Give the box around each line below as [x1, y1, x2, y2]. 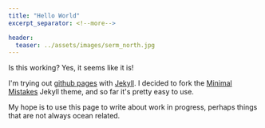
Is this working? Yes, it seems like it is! [8, 63, 134, 73]
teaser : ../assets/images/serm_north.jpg [15, 41, 156, 49]
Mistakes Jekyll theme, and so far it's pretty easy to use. [8, 87, 194, 97]
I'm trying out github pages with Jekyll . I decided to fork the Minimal [8, 78, 233, 88]
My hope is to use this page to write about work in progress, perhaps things [8, 102, 258, 112]
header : [8, 34, 34, 42]
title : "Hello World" [8, 11, 81, 20]
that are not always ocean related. [8, 111, 121, 121]
